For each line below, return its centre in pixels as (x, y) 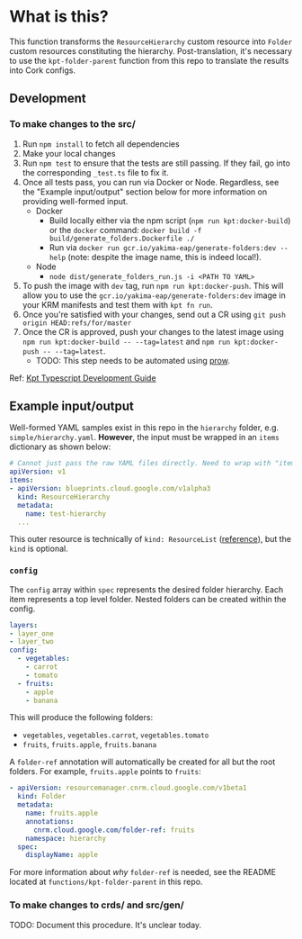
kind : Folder (42, 797)
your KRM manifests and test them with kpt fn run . (117, 304)
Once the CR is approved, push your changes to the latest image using (153, 331)
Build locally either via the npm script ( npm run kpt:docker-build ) (170, 220)
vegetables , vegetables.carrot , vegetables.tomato (115, 735)
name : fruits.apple (62, 813)
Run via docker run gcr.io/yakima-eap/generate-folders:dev (163, 247)
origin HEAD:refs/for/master (77, 323)
